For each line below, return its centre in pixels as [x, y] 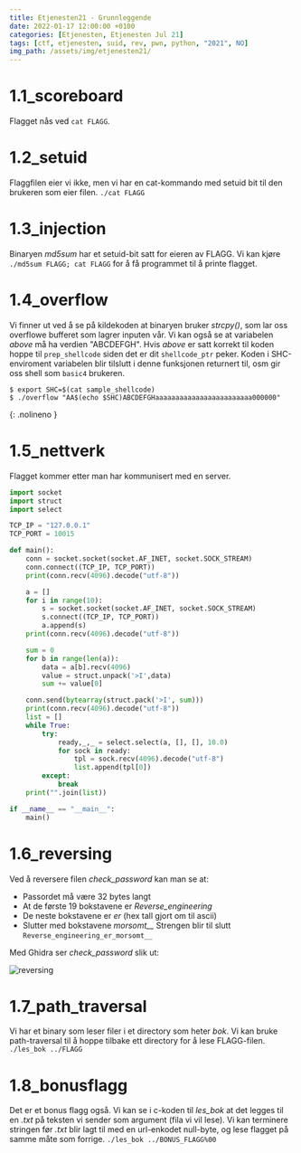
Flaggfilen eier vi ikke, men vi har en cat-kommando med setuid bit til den [146, 183]
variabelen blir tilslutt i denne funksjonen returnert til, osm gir [167, 364]
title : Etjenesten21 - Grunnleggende [80, 18]
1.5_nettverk [57, 451]
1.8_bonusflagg [69, 1085]
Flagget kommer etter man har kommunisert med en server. [120, 476]
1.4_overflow [59, 300]
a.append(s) [65, 626]
